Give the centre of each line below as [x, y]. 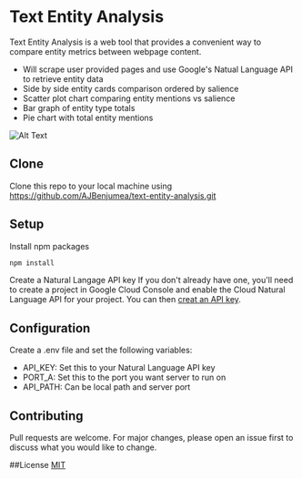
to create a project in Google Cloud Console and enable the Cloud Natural [147, 290]
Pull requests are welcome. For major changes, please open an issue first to [151, 438]
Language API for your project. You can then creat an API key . [125, 300]
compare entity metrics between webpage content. [106, 51]
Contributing [46, 416]
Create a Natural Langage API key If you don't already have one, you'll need [151, 280]
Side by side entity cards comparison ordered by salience [131, 88]
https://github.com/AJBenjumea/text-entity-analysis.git [113, 195]
